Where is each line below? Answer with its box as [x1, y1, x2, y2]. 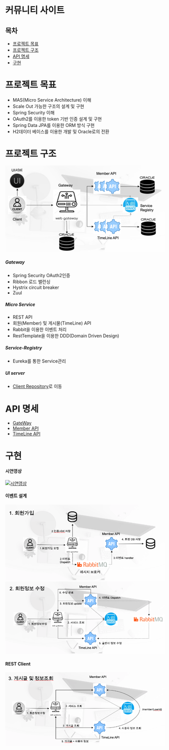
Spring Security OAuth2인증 [12, 273, 71, 279]
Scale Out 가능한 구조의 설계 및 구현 [12, 103, 85, 109]
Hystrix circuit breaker [12, 284, 59, 291]
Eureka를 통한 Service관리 [12, 358, 66, 364]
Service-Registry [5, 345, 42, 351]
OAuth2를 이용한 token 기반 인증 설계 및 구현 [12, 116, 102, 122]
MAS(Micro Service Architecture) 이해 [12, 97, 92, 103]
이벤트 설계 [5, 493, 27, 499]
